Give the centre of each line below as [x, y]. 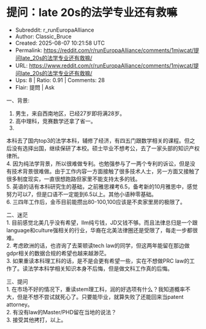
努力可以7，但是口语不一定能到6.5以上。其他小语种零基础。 [82, 194]
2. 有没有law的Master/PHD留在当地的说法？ [62, 312]
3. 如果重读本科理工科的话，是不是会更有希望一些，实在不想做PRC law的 [98, 260]
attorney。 [20, 304]
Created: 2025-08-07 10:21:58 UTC [60, 43]
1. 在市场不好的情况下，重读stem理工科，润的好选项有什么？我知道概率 [96, 289]
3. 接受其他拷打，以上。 [36, 320]
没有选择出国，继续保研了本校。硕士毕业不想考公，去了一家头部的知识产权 [105, 148]
